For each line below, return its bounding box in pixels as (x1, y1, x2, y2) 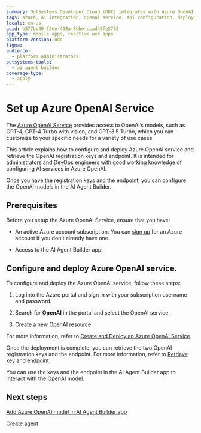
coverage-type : (6, 70, 44, 76)
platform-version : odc (6, 37, 63, 43)
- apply (11, 76, 31, 82)
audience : (6, 48, 31, 54)
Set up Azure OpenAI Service (6, 101, 154, 115)
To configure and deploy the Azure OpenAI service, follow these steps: (6, 279, 181, 286)
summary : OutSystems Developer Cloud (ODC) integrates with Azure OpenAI (6, 8, 194, 15)
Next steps (6, 392, 48, 402)
